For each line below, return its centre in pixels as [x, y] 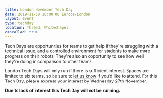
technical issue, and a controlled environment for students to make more [78, 51]
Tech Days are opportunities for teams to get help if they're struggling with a [81, 46]
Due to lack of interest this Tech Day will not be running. [63, 90]
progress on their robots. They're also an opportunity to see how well [74, 56]
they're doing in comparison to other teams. [49, 61]
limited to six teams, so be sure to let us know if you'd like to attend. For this [81, 76]
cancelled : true [21, 32]
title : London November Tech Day [39, 9]
